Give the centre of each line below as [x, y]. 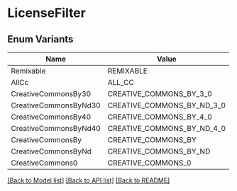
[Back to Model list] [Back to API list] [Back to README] [89, 180]
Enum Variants [40, 39]
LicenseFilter [47, 13]
